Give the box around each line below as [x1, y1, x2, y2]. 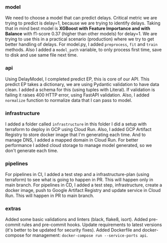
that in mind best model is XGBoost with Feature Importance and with [5, 25, 151, 31]
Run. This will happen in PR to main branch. [5, 192, 95, 198]
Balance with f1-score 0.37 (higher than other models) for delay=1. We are [5, 31, 158, 37]
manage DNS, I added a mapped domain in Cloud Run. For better [5, 136, 139, 143]
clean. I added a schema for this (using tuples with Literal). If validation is [5, 86, 156, 92]
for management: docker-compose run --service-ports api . [25, 232, 148, 238]
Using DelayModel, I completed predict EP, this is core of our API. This [5, 76, 150, 82]
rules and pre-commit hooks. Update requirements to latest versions [21, 221, 162, 228]
